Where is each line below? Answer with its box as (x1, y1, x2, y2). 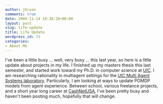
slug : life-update (5, 25, 43, 30)
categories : (5, 39, 29, 44)
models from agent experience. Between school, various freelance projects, (5, 83, 158, 88)
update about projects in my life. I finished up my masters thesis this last (5, 62, 151, 68)
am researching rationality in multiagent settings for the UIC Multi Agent (5, 72, 150, 78)
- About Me (5, 43, 27, 48)
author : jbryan (5, 7, 36, 12)
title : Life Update (5, 30, 45, 35)
